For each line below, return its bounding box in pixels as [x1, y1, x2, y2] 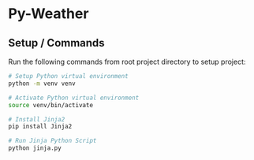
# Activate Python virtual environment [8, 94, 140, 102]
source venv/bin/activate [8, 101, 93, 109]
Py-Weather [8, 5, 89, 23]
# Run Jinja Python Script [8, 137, 97, 145]
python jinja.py [8, 144, 62, 152]
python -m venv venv [8, 80, 77, 87]
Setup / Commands [8, 36, 105, 50]
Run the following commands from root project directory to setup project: [8, 57, 246, 66]
